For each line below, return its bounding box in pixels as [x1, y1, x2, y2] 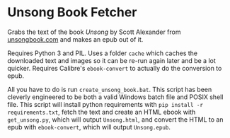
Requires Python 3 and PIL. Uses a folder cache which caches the [7, 49, 198, 57]
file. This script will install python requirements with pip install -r [7, 100, 204, 108]
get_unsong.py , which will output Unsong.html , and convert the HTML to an [7, 115, 224, 124]
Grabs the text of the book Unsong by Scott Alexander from [7, 28, 181, 36]
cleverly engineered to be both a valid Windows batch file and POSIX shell [7, 93, 224, 101]
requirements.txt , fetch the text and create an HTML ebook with [7, 108, 196, 116]
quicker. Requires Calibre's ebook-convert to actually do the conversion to [7, 64, 222, 72]
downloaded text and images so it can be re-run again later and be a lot [7, 56, 216, 64]
